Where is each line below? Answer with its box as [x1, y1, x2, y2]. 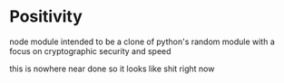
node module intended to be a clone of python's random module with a [9, 36, 275, 47]
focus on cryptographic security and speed [9, 45, 171, 56]
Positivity [9, 6, 83, 27]
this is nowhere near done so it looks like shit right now [9, 63, 215, 74]
